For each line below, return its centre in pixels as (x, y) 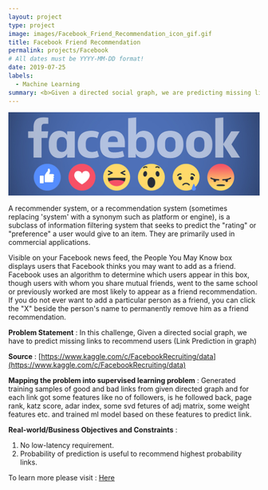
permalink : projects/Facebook (59, 51)
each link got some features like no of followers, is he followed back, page (130, 397)
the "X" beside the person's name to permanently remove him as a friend (128, 309)
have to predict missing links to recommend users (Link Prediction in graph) (132, 341)
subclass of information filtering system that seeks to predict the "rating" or (132, 225)
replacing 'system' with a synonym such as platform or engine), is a (119, 217)
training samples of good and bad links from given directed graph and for (129, 389)
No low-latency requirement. (67, 445)
